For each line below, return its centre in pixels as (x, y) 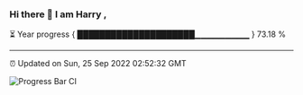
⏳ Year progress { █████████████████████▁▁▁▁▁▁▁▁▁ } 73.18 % (148, 34)
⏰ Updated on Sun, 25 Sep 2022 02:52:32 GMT (98, 64)
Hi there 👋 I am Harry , (58, 14)
